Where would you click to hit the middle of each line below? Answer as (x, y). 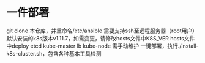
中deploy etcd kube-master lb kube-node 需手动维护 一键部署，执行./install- (102, 46)
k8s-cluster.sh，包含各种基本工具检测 (54, 53)
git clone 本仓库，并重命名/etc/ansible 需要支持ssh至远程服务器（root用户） (102, 31)
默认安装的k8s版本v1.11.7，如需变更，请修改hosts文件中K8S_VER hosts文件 (101, 38)
